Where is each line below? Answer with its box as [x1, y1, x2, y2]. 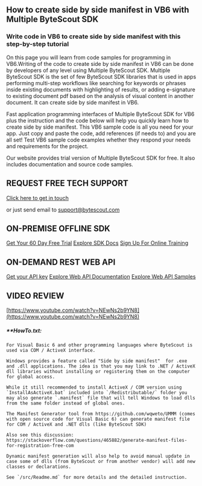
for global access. [6, 374, 55, 380]
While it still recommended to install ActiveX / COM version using [6, 384, 182, 390]
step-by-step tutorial [6, 40, 69, 48]
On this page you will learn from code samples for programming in [6, 54, 171, 61]
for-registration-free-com [6, 442, 74, 449]
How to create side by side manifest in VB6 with [6, 5, 189, 15]
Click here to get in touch [6, 194, 69, 201]
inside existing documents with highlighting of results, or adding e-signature [6, 86, 196, 93]
